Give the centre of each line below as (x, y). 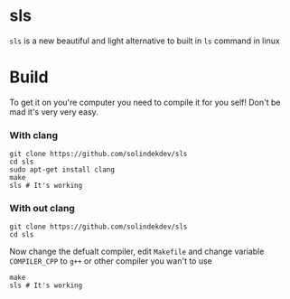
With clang (34, 135)
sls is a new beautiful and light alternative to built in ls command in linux (145, 41)
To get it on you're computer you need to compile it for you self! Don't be (145, 102)
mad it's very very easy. (54, 112)
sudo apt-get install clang (62, 170)
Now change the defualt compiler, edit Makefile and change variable (137, 252)
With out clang (42, 209)
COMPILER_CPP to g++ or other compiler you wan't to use (111, 261)
